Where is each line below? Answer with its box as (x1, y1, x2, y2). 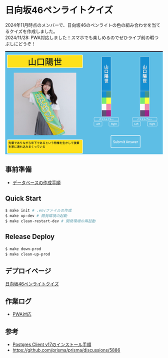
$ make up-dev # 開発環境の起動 (5, 213, 67, 218)
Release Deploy (5, 232, 55, 241)
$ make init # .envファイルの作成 (5, 208, 72, 213)
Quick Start (5, 194, 41, 202)
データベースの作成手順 (12, 179, 61, 185)
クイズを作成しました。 (9, 28, 58, 34)
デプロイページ (5, 266, 51, 275)
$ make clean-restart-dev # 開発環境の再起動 (5, 218, 96, 224)
